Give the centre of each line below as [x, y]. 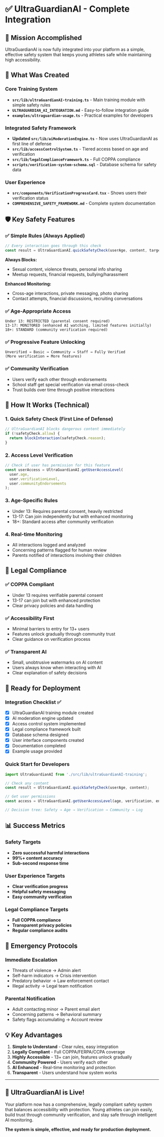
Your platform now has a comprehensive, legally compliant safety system [79, 1104]
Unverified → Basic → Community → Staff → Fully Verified [65, 352]
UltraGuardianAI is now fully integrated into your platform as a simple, [75, 49]
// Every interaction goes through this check [53, 246]
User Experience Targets [35, 876]
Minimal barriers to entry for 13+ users [51, 629]
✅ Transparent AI [26, 652]
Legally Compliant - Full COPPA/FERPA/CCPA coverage [69, 1052]
